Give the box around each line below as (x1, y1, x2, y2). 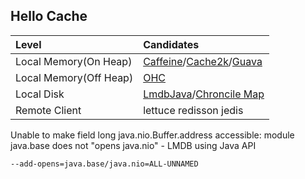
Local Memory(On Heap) (15, 54, 133, 68)
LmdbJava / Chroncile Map (143, 87, 265, 101)
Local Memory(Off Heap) (15, 70, 134, 84)
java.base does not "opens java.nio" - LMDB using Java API (10, 139, 257, 151)
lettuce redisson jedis (143, 103, 244, 117)
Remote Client (15, 103, 82, 117)
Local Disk (15, 87, 65, 101)
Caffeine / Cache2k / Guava (143, 54, 263, 68)
